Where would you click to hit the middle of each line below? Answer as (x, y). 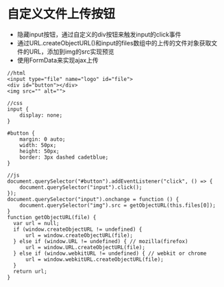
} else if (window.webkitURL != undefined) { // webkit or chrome (110, 253)
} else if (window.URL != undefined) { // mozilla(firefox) (101, 241)
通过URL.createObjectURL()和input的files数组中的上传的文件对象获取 (114, 43)
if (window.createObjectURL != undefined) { (78, 229)
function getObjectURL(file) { (52, 217)
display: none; (41, 115)
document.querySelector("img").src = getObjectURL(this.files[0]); (117, 205)
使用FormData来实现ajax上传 (58, 60)
